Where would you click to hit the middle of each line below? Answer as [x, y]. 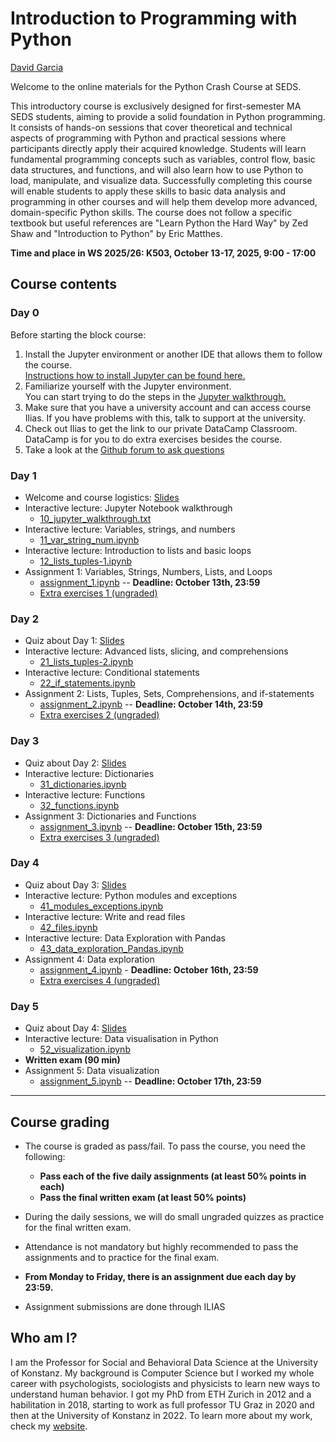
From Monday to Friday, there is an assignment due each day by [160, 1276]
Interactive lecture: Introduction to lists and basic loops [138, 550]
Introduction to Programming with [154, 18]
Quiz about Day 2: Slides [75, 763]
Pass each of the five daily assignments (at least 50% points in [173, 1176]
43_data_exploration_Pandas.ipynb [111, 948]
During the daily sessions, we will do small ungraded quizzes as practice [174, 1216]
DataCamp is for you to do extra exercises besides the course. [153, 439]
